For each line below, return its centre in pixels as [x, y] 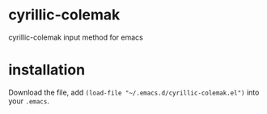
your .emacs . [29, 101]
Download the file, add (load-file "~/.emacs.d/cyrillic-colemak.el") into [134, 92]
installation [47, 70]
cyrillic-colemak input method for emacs [76, 37]
